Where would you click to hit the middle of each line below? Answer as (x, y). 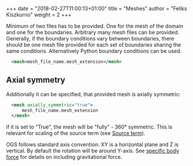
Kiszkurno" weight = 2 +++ (39, 15)
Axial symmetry (36, 80)
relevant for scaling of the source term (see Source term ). (76, 133)
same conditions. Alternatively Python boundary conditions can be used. (94, 51)
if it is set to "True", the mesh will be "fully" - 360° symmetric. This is (89, 127)
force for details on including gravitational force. (64, 157)
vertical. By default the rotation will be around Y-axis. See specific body (93, 151)
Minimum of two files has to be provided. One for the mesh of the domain (95, 26)
